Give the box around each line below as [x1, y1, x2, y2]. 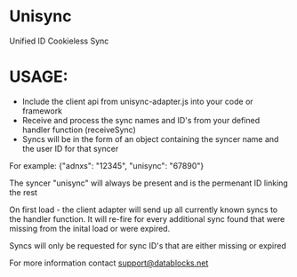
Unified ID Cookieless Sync [9, 36, 109, 46]
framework [21, 105, 63, 116]
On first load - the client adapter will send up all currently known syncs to [9, 204, 278, 215]
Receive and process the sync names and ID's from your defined [21, 115, 261, 125]
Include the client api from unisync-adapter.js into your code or [21, 96, 253, 107]
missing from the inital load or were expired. [9, 223, 171, 233]
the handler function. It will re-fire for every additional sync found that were [9, 213, 285, 224]
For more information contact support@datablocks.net [9, 257, 209, 268]
